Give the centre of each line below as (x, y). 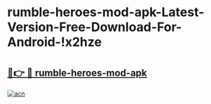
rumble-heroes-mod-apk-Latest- (106, 12)
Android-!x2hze (55, 42)
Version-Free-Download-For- (95, 27)
